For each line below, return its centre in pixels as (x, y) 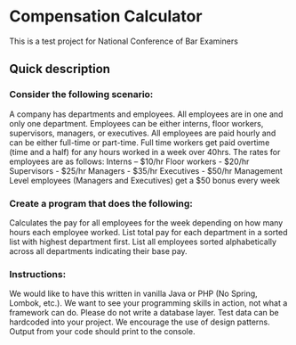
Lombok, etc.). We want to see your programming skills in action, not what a (148, 303)
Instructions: (38, 274)
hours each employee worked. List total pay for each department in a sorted (148, 232)
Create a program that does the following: (101, 203)
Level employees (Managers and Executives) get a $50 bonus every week (144, 180)
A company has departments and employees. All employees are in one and (146, 114)
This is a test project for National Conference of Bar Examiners (124, 41)
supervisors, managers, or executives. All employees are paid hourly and (143, 133)
